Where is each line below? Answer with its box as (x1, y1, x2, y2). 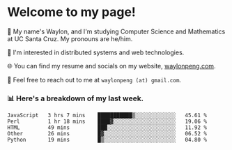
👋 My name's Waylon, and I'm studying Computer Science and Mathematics (7, 27, 226, 36)
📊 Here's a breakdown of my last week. (7, 93, 144, 103)
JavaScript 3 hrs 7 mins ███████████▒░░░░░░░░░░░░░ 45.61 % (7, 112, 208, 119)
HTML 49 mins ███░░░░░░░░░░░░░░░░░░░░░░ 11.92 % (7, 124, 208, 131)
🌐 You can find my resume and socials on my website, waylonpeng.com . (7, 61, 216, 70)
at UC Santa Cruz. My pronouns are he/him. (7, 34, 133, 43)
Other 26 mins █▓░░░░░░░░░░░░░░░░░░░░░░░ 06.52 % (7, 130, 208, 137)
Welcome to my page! (7, 4, 136, 20)
